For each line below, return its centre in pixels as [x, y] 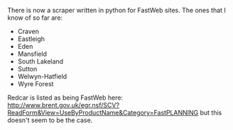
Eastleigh [31, 39]
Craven [28, 31]
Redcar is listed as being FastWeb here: [65, 97]
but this [211, 113]
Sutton [27, 69]
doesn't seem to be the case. [50, 120]
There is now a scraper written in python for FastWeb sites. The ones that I [116, 10]
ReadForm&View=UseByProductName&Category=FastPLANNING [103, 113]
